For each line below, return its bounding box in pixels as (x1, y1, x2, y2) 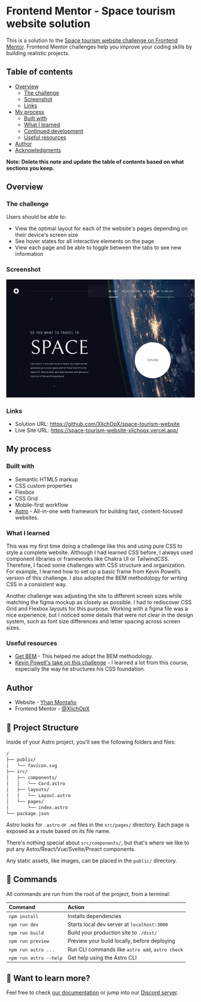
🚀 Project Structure (6, 722, 79, 732)
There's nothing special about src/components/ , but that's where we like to (6, 839, 190, 846)
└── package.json (6, 810, 50, 816)
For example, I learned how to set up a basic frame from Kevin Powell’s (6, 568, 181, 575)
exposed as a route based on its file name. (6, 827, 111, 834)
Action (68, 904, 85, 911)
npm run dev (8, 922, 39, 928)
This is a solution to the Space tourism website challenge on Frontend (6, 37, 178, 44)
